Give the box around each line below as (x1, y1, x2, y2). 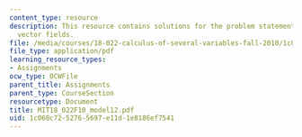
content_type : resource (9, 13, 99, 23)
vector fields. (17, 30, 75, 39)
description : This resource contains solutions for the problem (9, 22, 255, 31)
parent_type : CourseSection (9, 88, 115, 97)
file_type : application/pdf (9, 47, 115, 56)
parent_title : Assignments (9, 80, 111, 89)
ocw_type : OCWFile (9, 72, 78, 81)
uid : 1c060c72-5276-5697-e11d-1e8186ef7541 (9, 114, 175, 123)
